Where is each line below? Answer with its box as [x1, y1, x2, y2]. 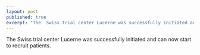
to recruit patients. [6, 42, 52, 49]
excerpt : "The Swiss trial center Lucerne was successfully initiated [6, 20, 187, 25]
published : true [6, 14, 46, 20]
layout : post [6, 8, 39, 15]
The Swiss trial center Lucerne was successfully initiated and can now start [6, 36, 192, 43]
